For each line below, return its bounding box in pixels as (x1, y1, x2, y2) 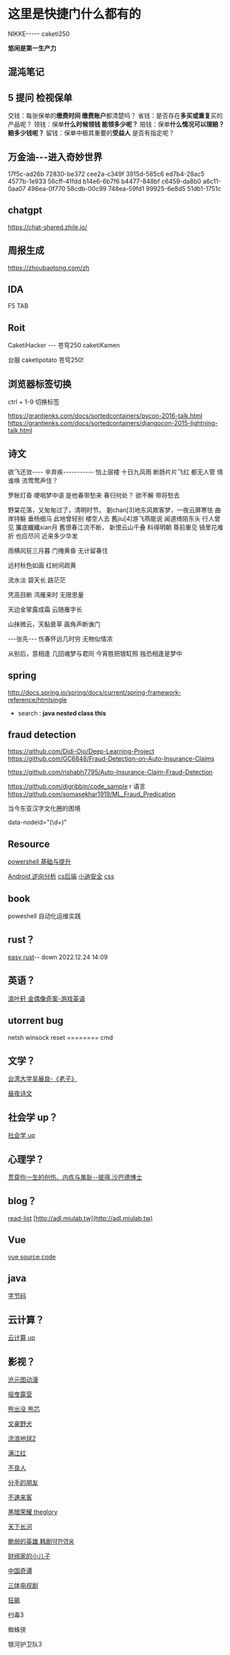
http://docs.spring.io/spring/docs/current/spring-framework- (8, 688, 182, 696)
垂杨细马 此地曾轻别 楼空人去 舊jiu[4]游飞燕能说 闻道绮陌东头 (27, 514, 201, 522)
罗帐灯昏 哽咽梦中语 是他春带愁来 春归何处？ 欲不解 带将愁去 (8, 491, 180, 499)
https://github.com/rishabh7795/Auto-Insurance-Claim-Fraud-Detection (8, 768, 213, 776)
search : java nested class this (17, 708, 106, 717)
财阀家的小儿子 (8, 1552, 50, 1560)
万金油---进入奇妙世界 (8, 151, 103, 163)
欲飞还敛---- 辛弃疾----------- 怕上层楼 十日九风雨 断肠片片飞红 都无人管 (8, 468, 216, 476)
